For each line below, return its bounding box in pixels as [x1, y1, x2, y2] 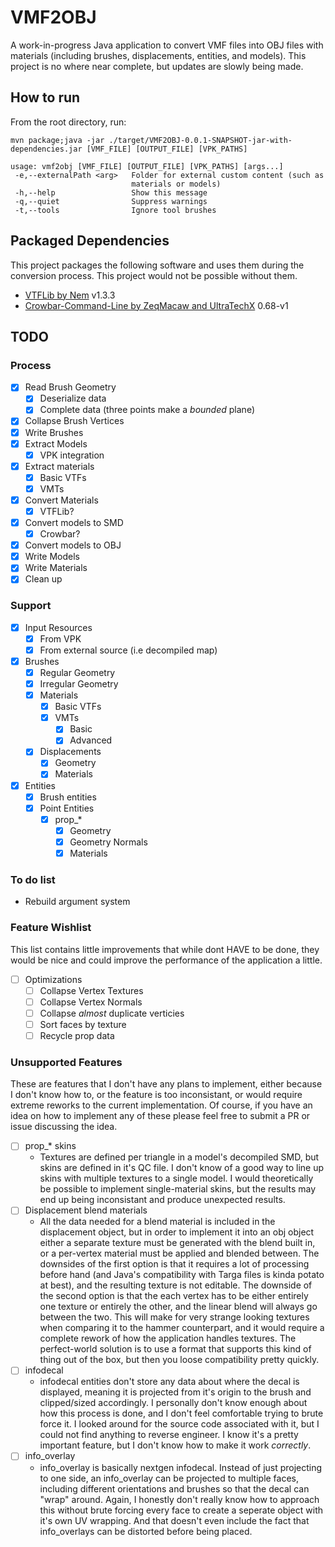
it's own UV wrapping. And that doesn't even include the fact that [39, 1514, 310, 1526]
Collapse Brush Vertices [24, 415, 125, 427]
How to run [10, 89, 81, 106]
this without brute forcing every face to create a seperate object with [39, 1504, 323, 1516]
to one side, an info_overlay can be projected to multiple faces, [39, 1472, 300, 1484]
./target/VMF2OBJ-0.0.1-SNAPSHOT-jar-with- [108, 135, 293, 145]
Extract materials [24, 460, 95, 472]
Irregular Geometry [39, 677, 119, 690]
